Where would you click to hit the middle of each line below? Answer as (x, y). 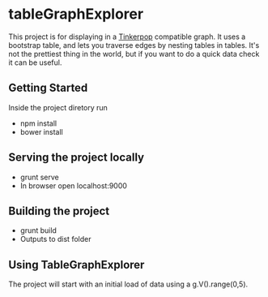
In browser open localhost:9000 (74, 185)
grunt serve (39, 177)
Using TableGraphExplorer (77, 265)
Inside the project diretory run (58, 107)
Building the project (59, 211)
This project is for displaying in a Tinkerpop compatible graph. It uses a (127, 37)
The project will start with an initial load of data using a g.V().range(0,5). (128, 284)
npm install (38, 123)
